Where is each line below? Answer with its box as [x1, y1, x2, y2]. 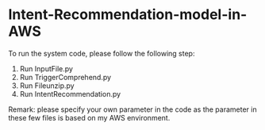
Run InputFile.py [19, 63, 74, 73]
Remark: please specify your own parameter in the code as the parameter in [8, 105, 257, 114]
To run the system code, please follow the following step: [8, 48, 195, 58]
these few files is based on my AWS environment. [8, 113, 171, 122]
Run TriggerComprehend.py [19, 72, 112, 82]
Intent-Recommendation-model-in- [8, 6, 248, 24]
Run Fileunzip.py [19, 81, 75, 90]
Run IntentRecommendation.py [19, 89, 121, 98]
